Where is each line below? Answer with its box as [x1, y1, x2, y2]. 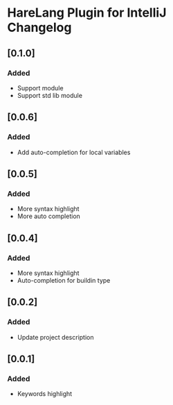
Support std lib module [17, 91, 83, 99]
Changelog [7, 19, 72, 35]
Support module [17, 83, 64, 92]
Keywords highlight [17, 390, 73, 398]
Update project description [17, 333, 94, 341]
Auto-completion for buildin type [17, 276, 111, 284]
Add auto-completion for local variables [17, 148, 131, 156]
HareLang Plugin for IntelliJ [7, 5, 167, 21]
